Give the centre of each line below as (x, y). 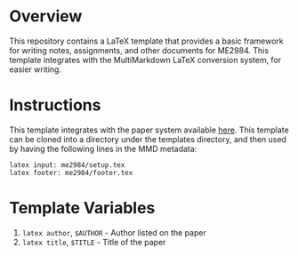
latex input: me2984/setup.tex (67, 165)
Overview (46, 16)
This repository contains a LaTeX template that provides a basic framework (146, 41)
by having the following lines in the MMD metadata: (103, 148)
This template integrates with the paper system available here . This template (149, 130)
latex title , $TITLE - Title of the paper (94, 242)
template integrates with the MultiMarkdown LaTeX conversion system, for (145, 60)
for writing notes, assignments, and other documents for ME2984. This (139, 50)
